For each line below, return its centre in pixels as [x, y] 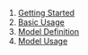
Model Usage [43, 41]
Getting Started [46, 13]
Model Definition [48, 31]
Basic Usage [41, 22]
